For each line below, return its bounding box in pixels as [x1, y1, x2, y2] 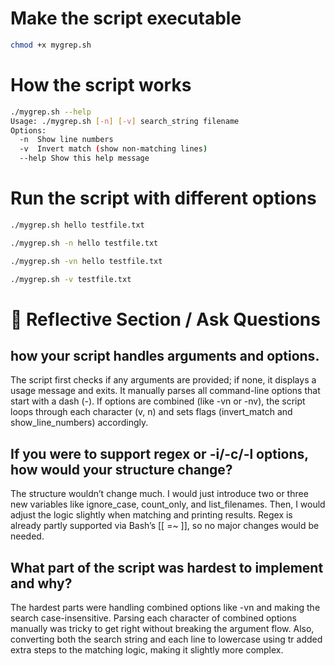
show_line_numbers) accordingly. [10, 417, 149, 429]
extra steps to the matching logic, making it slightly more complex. [10, 644, 284, 656]
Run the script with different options [10, 187, 317, 210]
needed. [10, 530, 45, 542]
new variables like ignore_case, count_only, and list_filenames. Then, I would [10, 498, 326, 511]
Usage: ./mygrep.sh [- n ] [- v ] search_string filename [10, 116, 240, 126]
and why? [10, 575, 73, 592]
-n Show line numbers [19, 135, 114, 145]
